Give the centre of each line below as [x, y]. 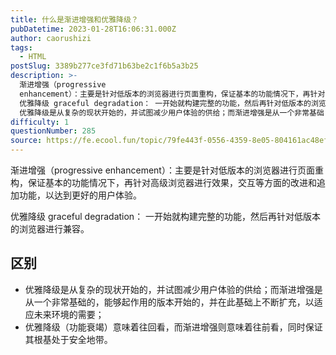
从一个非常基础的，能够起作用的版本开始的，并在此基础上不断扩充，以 [169, 302]
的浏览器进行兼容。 [50, 229]
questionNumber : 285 [53, 131]
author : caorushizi [51, 38]
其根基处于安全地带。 [68, 339]
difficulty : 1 [40, 122]
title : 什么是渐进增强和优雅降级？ [74, 19]
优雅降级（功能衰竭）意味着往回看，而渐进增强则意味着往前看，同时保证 [173, 327]
